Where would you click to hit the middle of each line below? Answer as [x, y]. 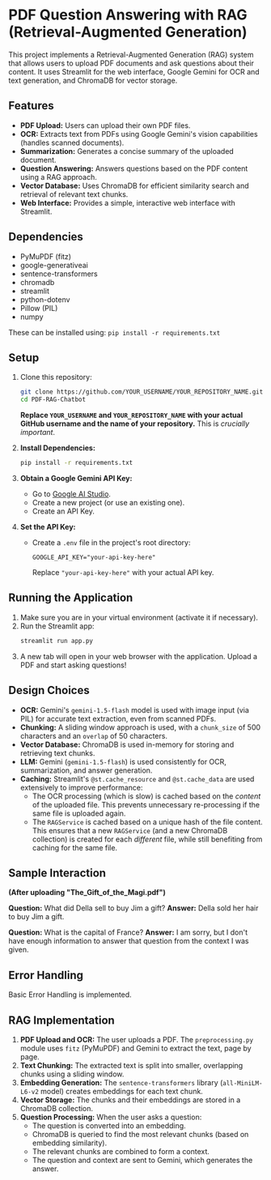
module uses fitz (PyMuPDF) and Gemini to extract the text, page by [136, 1048]
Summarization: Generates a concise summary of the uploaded [127, 151]
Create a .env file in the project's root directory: [111, 543]
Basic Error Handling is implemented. [70, 995]
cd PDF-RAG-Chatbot [53, 400]
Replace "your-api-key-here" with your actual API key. [123, 572]
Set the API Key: [48, 527]
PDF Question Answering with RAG [128, 15]
